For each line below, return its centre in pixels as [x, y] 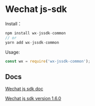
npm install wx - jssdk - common [35, 33]
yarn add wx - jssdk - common [32, 42]
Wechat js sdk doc [24, 89]
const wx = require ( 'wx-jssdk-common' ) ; [48, 61]
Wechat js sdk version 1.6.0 [33, 98]
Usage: [12, 52]
